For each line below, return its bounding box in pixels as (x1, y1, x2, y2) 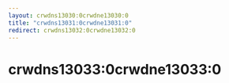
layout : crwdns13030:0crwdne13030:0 (8, 11, 129, 20)
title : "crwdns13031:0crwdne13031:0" (8, 19, 133, 27)
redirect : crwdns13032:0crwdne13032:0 (8, 26, 136, 34)
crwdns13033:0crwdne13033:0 (8, 60, 222, 78)
